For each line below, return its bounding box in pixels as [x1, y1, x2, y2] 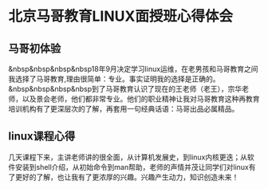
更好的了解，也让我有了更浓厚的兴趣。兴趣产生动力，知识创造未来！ [14, 172, 239, 182]
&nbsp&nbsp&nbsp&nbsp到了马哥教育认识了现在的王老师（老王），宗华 [8, 85, 242, 93]
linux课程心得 [8, 129, 76, 144]
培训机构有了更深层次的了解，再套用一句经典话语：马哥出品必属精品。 [8, 104, 239, 113]
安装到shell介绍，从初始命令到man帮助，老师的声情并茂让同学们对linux [14, 162, 249, 171]
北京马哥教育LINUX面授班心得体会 [8, 7, 234, 26]
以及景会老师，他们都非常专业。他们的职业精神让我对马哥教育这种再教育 [22, 94, 260, 104]
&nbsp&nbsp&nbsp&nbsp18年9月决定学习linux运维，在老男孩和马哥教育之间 [8, 65, 258, 73]
